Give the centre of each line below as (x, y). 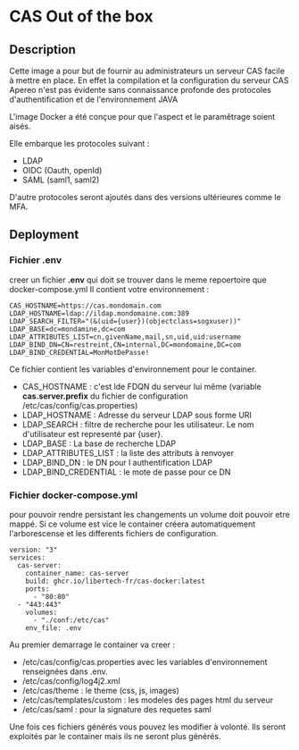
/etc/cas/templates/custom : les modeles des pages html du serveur (148, 700)
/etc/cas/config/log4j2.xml (71, 680)
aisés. (20, 126)
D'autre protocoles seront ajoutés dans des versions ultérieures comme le (145, 197)
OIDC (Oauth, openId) (62, 170)
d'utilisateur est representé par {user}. (92, 434)
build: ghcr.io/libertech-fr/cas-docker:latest (115, 581)
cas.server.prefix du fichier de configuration (105, 396)
